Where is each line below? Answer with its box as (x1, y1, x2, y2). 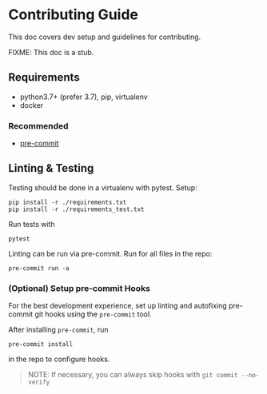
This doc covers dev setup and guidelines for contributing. (8, 32, 201, 42)
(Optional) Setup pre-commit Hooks (8, 282, 150, 293)
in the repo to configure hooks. (8, 354, 110, 364)
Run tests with (8, 219, 55, 229)
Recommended (8, 120, 70, 131)
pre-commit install (8, 340, 74, 348)
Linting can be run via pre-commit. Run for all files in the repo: (8, 249, 213, 258)
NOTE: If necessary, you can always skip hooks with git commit (27, 370, 238, 380)
